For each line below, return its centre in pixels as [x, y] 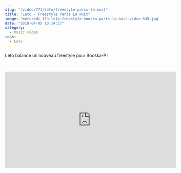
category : [15, 28]
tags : [10, 37]
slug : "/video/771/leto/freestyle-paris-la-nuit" [57, 10]
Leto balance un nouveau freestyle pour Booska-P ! [57, 55]
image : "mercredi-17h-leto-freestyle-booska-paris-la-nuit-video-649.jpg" [83, 19]
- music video [24, 32]
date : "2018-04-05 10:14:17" [35, 23]
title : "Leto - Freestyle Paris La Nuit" [48, 14]
